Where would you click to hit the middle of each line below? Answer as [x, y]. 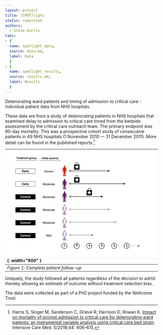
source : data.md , [27, 51]
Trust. [11, 298]
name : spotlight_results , [36, 72]
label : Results [25, 82]
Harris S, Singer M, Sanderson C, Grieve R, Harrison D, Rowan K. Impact [84, 312]
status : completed [24, 20]
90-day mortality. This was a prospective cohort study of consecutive [75, 131]
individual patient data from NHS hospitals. [48, 106]
